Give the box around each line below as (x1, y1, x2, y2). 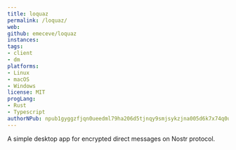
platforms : (7, 63, 39, 70)
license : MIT (7, 89, 46, 96)
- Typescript (7, 108, 46, 115)
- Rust (7, 102, 27, 109)
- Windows (7, 82, 37, 89)
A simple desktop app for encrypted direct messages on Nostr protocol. (7, 135, 216, 143)
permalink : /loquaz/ (7, 17, 68, 24)
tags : (7, 43, 23, 50)
